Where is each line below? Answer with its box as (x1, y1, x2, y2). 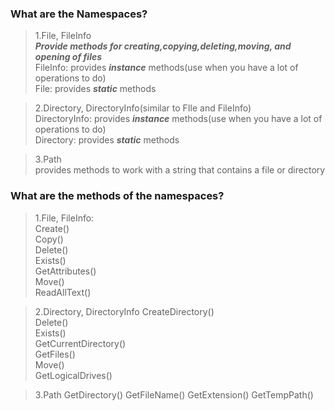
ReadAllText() (34, 286, 92, 298)
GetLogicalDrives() (34, 369, 113, 381)
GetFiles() (34, 348, 76, 360)
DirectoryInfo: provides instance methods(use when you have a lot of (34, 113, 323, 125)
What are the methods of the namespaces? (10, 189, 225, 203)
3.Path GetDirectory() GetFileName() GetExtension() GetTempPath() (34, 388, 314, 401)
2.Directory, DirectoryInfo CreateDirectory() (34, 305, 215, 317)
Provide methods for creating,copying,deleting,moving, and (34, 40, 292, 52)
